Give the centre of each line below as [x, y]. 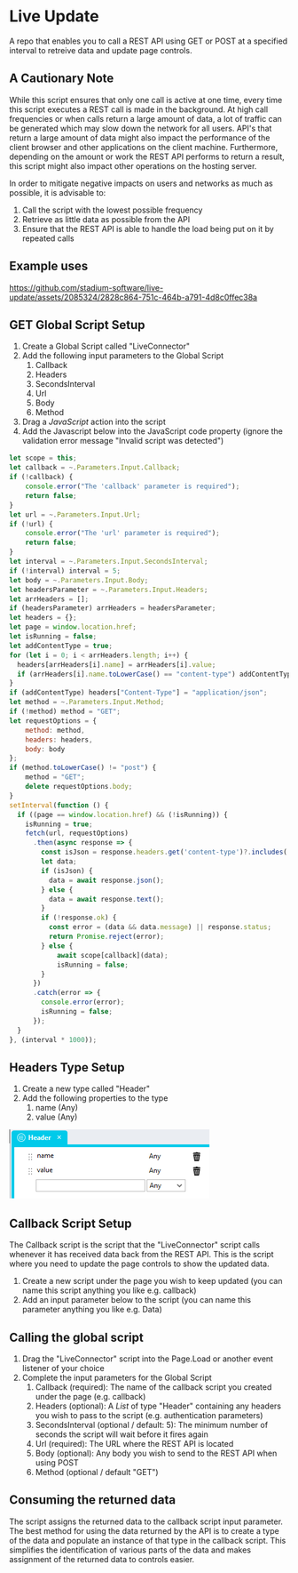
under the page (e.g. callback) [90, 1396]
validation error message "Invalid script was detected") [123, 441]
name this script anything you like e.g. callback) [109, 1290]
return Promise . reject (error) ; [106, 936]
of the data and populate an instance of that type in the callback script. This [148, 1540]
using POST [57, 1462]
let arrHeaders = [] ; [49, 599]
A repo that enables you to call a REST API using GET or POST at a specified [149, 41]
